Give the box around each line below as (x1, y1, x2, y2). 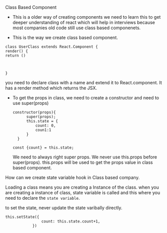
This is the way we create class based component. (12, 35, 119, 40)
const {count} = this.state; (12, 145, 74, 150)
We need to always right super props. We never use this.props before (12, 154, 157, 160)
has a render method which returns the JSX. (5, 85, 97, 91)
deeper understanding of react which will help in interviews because (12, 20, 155, 25)
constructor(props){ (12, 110, 56, 115)
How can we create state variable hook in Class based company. (5, 174, 140, 181)
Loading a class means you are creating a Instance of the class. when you (5, 184, 159, 190)
